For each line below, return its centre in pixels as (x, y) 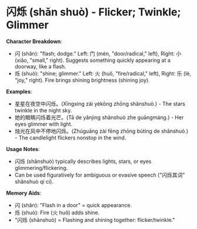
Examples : (19, 91)
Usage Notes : (23, 149)
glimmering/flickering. (41, 168)
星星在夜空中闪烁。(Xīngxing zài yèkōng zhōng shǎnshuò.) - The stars (100, 103)
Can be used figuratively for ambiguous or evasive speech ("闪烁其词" (100, 175)
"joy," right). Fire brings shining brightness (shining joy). (82, 80)
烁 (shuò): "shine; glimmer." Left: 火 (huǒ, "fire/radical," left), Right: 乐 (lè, (103, 73)
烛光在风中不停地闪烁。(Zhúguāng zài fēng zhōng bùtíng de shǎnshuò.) (101, 131)
